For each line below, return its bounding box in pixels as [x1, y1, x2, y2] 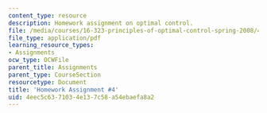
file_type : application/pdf [8, 33, 102, 42]
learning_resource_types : [8, 41, 94, 49]
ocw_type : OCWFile [8, 56, 69, 64]
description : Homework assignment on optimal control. [8, 19, 194, 27]
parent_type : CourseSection [8, 71, 102, 79]
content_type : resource [8, 11, 87, 20]
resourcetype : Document [8, 78, 87, 86]
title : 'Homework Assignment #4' [8, 85, 119, 94]
